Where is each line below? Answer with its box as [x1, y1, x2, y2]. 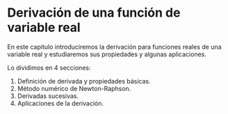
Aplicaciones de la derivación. [17, 99, 104, 107]
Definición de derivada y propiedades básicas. [17, 76, 151, 85]
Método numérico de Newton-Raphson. [17, 84, 131, 92]
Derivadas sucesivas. [17, 92, 79, 100]
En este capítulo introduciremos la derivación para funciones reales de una [7, 42, 222, 51]
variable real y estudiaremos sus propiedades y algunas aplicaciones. [7, 50, 206, 58]
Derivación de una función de [7, 5, 181, 21]
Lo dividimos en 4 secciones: [7, 63, 91, 72]
